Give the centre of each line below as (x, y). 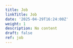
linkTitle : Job (21, 14)
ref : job (14, 38)
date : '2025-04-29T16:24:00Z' (37, 19)
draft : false (19, 33)
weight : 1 (16, 24)
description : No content (31, 28)
